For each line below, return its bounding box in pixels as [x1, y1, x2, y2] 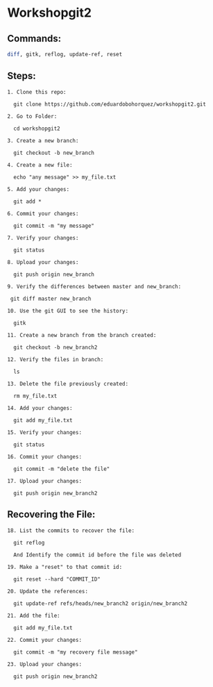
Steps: [7, 70, 36, 82]
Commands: [7, 33, 62, 44]
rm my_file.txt [13, 392, 58, 399]
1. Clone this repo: [7, 88, 67, 95]
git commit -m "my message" [13, 222, 95, 229]
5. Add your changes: [7, 185, 70, 192]
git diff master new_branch [10, 295, 92, 302]
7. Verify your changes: [7, 234, 79, 241]
